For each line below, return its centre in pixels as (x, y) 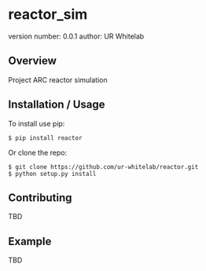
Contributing (40, 198)
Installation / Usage (57, 105)
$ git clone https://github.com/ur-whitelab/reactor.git (103, 167)
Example (30, 241)
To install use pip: (37, 123)
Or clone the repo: (38, 152)
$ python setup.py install (52, 174)
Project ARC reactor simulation (58, 79)
